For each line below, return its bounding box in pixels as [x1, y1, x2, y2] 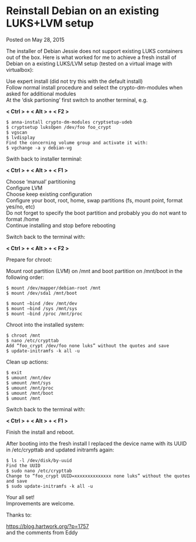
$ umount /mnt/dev [6, 375, 51, 381]
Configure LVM [6, 184, 43, 191]
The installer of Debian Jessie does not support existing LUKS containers [6, 47, 183, 54]
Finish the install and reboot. [6, 428, 75, 435]
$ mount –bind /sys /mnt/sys [6, 305, 77, 311]
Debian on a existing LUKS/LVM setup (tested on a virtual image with [6, 60, 173, 67]
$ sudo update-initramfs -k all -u [6, 483, 93, 489]
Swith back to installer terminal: [6, 155, 82, 162]
